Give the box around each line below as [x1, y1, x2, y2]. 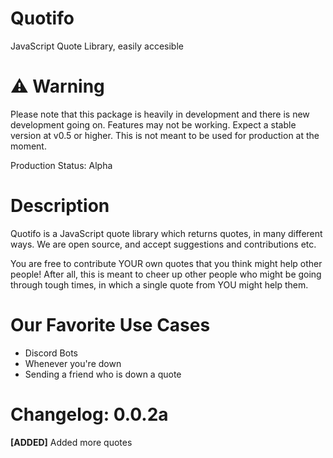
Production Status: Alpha [10, 159, 113, 171]
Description [10, 195, 110, 217]
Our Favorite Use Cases [10, 314, 211, 336]
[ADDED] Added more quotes [10, 436, 133, 448]
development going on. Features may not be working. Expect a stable [10, 118, 297, 131]
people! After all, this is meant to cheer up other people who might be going [10, 268, 322, 280]
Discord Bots [24, 347, 79, 359]
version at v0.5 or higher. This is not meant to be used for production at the [10, 129, 320, 141]
